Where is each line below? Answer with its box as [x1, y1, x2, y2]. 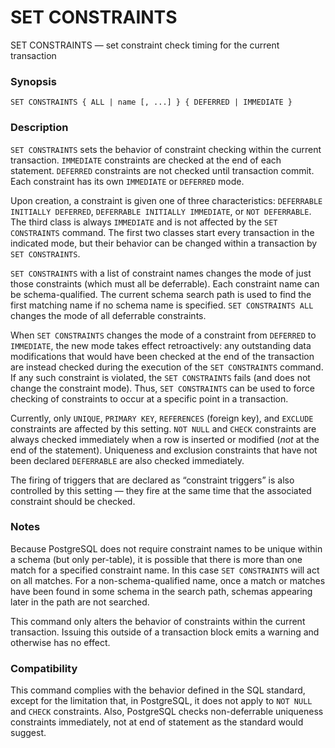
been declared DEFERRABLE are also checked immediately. [10, 454, 245, 466]
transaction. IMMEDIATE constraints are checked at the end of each [10, 154, 282, 166]
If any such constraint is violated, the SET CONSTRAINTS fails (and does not [10, 371, 311, 383]
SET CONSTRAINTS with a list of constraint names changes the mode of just [10, 267, 312, 279]
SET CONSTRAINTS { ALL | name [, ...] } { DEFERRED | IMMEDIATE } [10, 97, 293, 108]
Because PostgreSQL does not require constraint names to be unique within [10, 542, 323, 555]
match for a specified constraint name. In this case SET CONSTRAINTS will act [10, 564, 320, 576]
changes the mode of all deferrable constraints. [10, 309, 207, 321]
